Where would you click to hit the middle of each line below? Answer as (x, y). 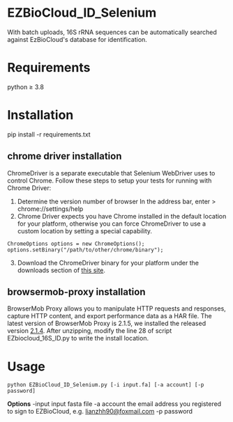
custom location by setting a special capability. (84, 230)
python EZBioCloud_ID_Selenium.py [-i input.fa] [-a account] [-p (106, 385)
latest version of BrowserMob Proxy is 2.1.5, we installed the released (107, 323)
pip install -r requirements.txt (49, 134)
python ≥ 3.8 (25, 87)
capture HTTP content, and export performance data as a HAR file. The (110, 316)
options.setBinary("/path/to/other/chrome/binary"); (85, 250)
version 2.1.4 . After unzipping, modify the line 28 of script (90, 331)
